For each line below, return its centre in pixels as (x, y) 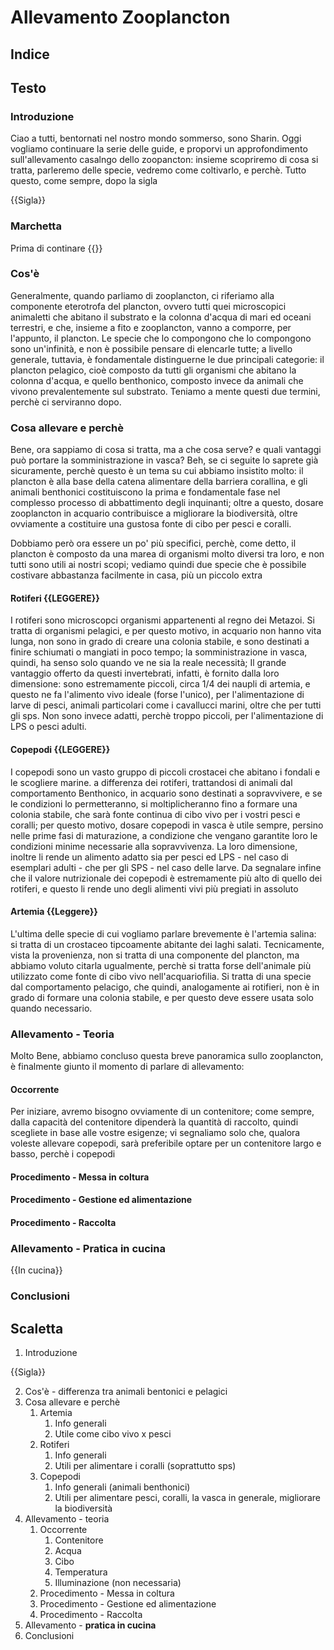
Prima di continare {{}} (56, 248)
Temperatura (81, 1572)
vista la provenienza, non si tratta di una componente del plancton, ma (155, 955)
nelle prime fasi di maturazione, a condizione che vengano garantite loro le (164, 835)
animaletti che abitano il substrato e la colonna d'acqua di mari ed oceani (161, 317)
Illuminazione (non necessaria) (118, 1583)
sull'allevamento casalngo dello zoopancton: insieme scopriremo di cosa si (164, 160)
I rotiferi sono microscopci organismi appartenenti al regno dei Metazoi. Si (162, 620)
